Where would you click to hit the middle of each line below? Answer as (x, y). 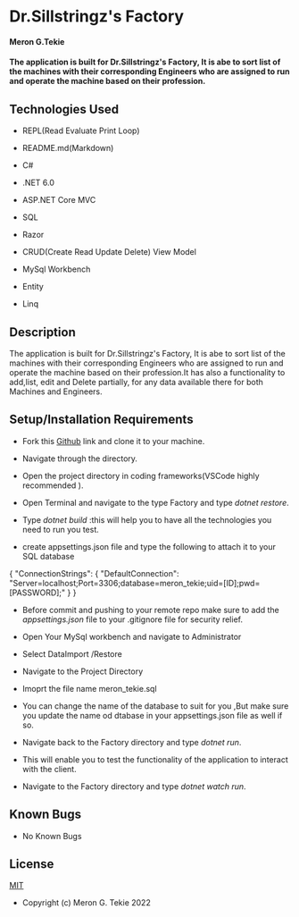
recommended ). (53, 485)
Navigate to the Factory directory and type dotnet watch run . (134, 786)
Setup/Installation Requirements (101, 420)
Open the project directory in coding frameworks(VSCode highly (141, 475)
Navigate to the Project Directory (83, 671)
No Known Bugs (52, 836)
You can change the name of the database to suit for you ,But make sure (155, 706)
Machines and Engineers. (56, 391)
